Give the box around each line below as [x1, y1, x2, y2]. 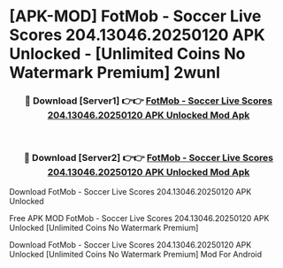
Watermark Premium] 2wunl [9, 63, 221, 83]
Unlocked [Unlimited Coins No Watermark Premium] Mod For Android [9, 249, 263, 259]
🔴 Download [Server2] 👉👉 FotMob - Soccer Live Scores [23, 152, 274, 165]
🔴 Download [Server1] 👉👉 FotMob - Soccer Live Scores [25, 95, 272, 107]
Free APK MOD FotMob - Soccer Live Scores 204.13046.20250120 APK [9, 212, 270, 223]
